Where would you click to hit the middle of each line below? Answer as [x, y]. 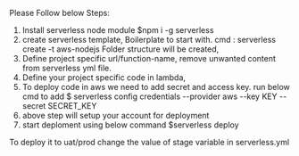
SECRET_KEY [72, 106]
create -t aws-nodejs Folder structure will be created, [120, 49]
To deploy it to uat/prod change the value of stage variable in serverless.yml [149, 142]
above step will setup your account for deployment [116, 115]
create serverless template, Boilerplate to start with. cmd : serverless [149, 40]
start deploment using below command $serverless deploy [130, 125]
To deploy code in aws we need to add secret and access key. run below [156, 87]
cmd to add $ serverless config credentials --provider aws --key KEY [149, 96]
